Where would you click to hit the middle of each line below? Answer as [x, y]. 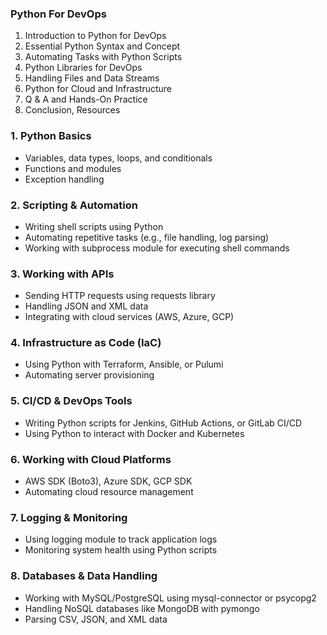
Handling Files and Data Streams [92, 78]
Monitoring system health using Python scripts [121, 550]
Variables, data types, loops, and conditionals [118, 158]
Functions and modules [73, 168]
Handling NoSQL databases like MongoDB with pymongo [142, 608]
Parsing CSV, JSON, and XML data [96, 619]
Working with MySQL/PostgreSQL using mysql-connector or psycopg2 [170, 598]
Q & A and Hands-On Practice [86, 99]
